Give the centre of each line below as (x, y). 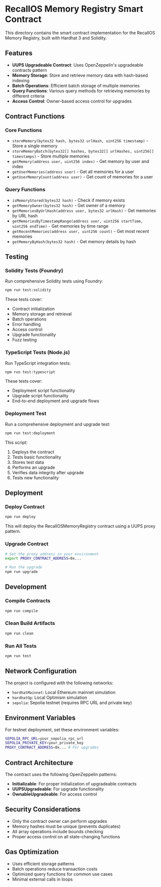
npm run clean (19, 633)
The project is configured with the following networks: (59, 683)
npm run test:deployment (30, 433)
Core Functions (24, 130)
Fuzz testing (25, 340)
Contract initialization (33, 309)
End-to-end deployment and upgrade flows (56, 401)
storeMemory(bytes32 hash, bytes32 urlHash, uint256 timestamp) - (80, 141)
